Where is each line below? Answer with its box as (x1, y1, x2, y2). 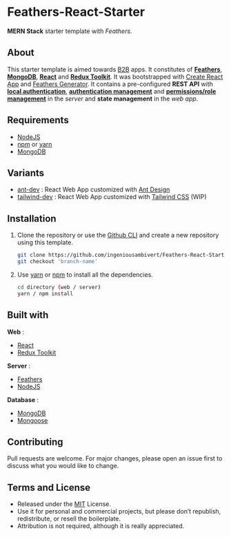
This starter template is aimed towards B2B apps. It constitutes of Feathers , (7, 65, 223, 73)
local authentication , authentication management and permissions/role (7, 87, 217, 95)
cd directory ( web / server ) (17, 284, 101, 291)
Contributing (7, 436, 63, 447)
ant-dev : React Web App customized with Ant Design (17, 185, 170, 193)
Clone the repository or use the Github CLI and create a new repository (17, 231, 219, 240)
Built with (7, 309, 49, 321)
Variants (7, 167, 45, 179)
